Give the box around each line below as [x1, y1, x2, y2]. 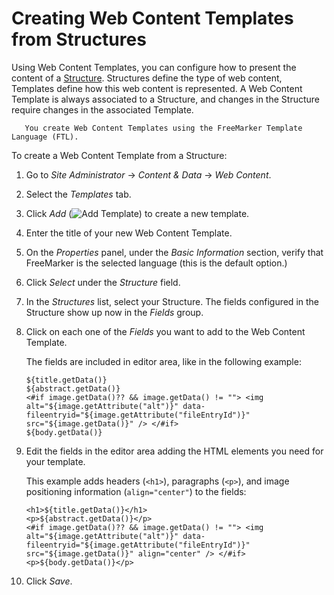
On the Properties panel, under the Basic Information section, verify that [25, 246, 324, 258]
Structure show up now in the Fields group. [25, 306, 204, 318]
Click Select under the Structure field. [25, 276, 181, 288]
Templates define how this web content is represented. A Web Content [11, 82, 303, 94]
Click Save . [25, 575, 73, 587]
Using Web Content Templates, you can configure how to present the [11, 61, 297, 73]
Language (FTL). [11, 132, 79, 142]
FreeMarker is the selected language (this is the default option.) [25, 257, 288, 269]
